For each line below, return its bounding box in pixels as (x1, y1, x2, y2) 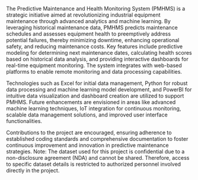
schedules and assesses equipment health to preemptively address (6, 30, 171, 37)
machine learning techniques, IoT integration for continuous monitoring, (6, 105, 181, 112)
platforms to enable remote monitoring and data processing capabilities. (6, 68, 183, 75)
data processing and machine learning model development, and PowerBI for (6, 86, 192, 93)
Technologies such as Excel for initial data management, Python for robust (6, 80, 188, 87)
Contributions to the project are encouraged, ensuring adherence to (6, 129, 172, 136)
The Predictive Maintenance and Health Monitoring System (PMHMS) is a (6, 5, 186, 12)
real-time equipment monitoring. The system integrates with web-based (6, 62, 182, 69)
